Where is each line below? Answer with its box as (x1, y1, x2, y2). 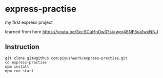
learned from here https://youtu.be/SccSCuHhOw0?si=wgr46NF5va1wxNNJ (5, 29, 159, 34)
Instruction (5, 43, 40, 51)
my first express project (5, 19, 53, 25)
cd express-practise (5, 60, 47, 65)
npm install (5, 64, 29, 69)
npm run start (5, 68, 34, 73)
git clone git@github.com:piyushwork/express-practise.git (5, 56, 128, 61)
